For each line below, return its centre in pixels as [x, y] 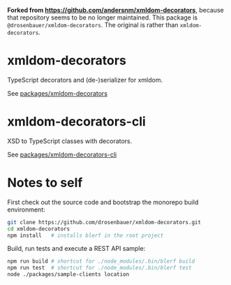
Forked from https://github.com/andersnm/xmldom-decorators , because [116, 10]
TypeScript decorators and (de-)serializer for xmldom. [85, 80]
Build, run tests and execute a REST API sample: [76, 249]
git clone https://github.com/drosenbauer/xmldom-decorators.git [104, 222]
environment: [26, 210]
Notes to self [45, 183]
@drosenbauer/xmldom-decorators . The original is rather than [93, 25]
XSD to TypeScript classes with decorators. [70, 141]
